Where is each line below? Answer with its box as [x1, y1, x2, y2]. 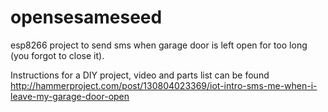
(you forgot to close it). [10, 49, 105, 61]
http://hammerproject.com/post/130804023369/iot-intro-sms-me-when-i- [10, 79, 318, 91]
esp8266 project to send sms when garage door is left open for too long [10, 39, 308, 51]
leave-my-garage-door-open [10, 90, 130, 102]
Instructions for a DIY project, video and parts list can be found [10, 69, 270, 81]
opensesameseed [10, 6, 163, 29]
